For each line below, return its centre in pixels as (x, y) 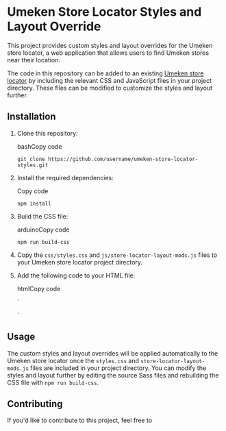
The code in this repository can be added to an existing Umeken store (105, 73)
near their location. (34, 60)
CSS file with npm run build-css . (53, 382)
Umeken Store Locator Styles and (104, 12)
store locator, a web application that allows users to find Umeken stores (108, 53)
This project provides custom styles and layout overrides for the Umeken (110, 45)
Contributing (35, 404)
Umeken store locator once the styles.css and (73, 360)
